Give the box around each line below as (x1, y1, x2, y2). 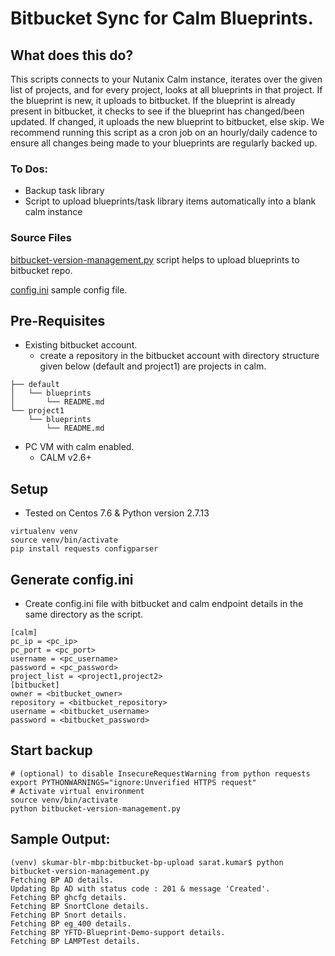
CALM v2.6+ (39, 452, 92, 464)
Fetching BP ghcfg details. (10, 892, 128, 902)
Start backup (10, 742, 93, 759)
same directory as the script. (24, 608, 144, 621)
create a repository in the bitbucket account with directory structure (39, 350, 320, 362)
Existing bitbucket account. (24, 339, 138, 351)
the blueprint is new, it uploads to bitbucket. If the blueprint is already (10, 95, 296, 106)
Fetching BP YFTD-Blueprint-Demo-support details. (10, 927, 226, 937)
